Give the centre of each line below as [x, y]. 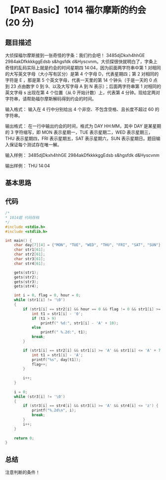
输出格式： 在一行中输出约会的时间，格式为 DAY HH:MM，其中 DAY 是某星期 [83, 126]
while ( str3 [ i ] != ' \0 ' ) [40, 397]
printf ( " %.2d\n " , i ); [54, 411]
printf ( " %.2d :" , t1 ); [64, 332]
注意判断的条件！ [23, 473]
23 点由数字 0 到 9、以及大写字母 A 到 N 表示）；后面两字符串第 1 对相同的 [86, 86]
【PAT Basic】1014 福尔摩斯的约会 [76, 10]
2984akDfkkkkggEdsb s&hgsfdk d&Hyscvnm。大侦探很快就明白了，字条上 [81, 62]
